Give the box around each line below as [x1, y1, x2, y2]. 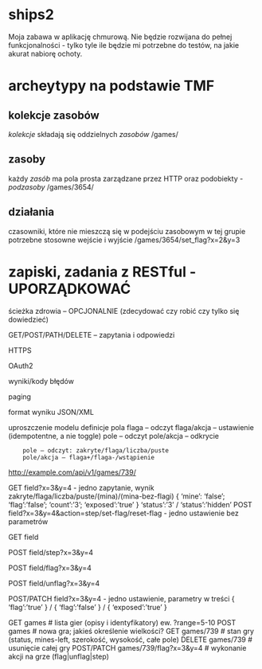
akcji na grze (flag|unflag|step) [8, 651, 110, 661]
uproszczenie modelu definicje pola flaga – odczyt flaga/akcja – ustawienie [8, 422, 255, 432]
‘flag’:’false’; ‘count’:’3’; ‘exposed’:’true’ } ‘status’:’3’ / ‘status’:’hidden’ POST [8, 499, 252, 509]
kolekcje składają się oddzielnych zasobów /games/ [8, 129, 179, 139]
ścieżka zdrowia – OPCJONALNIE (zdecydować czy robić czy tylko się [8, 306, 240, 315]
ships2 [8, 6, 54, 24]
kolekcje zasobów [8, 108, 100, 122]
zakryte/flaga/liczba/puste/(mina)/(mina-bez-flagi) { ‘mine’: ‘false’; [8, 491, 225, 501]
